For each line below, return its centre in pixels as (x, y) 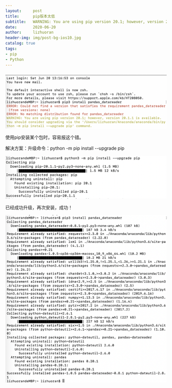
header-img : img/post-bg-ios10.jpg (43, 38)
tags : (11, 49)
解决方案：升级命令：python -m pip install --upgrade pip (65, 148)
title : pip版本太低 (30, 16)
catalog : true (20, 44)
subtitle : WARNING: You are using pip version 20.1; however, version (84, 22)
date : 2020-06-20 (31, 27)
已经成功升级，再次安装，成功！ (39, 208)
